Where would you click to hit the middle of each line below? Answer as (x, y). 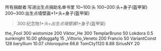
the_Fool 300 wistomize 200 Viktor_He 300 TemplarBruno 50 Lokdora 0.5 (79, 33)
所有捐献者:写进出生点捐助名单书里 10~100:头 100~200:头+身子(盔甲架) (76, 7)
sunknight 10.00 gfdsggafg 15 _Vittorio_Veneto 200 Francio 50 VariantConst (81, 38)
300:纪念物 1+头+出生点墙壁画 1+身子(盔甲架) (61, 24)
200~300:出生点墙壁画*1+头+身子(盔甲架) (48, 13)
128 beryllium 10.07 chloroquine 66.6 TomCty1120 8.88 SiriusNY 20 (72, 43)
